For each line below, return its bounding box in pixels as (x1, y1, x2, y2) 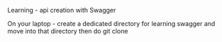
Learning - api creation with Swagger (7, 6, 116, 14)
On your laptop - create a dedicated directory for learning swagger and (7, 20, 216, 27)
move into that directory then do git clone (7, 27, 128, 35)
